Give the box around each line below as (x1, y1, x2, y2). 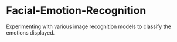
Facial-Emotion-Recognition (6, 4, 147, 17)
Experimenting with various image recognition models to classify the (6, 23, 172, 30)
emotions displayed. (6, 29, 55, 36)
